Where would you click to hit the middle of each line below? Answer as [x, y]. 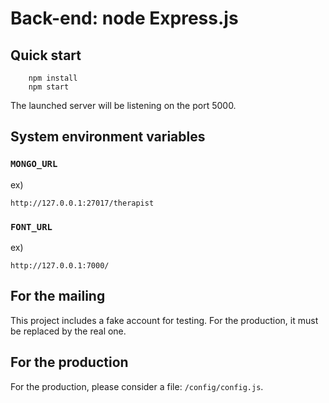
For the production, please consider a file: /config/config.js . [137, 386]
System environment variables [108, 137]
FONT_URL [31, 226]
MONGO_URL [34, 164]
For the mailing [58, 296]
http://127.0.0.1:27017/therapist [82, 203]
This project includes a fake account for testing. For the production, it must [164, 320]
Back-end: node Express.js [124, 18]
